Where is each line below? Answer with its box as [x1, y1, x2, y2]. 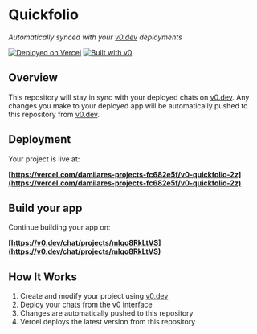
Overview [8, 71, 59, 85]
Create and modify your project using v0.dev [19, 291, 169, 301]
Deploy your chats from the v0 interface [19, 299, 153, 310]
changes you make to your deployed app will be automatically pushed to [8, 100, 248, 110]
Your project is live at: [8, 154, 80, 164]
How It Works [8, 270, 78, 283]
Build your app [8, 201, 83, 214]
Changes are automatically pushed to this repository [19, 308, 194, 318]
